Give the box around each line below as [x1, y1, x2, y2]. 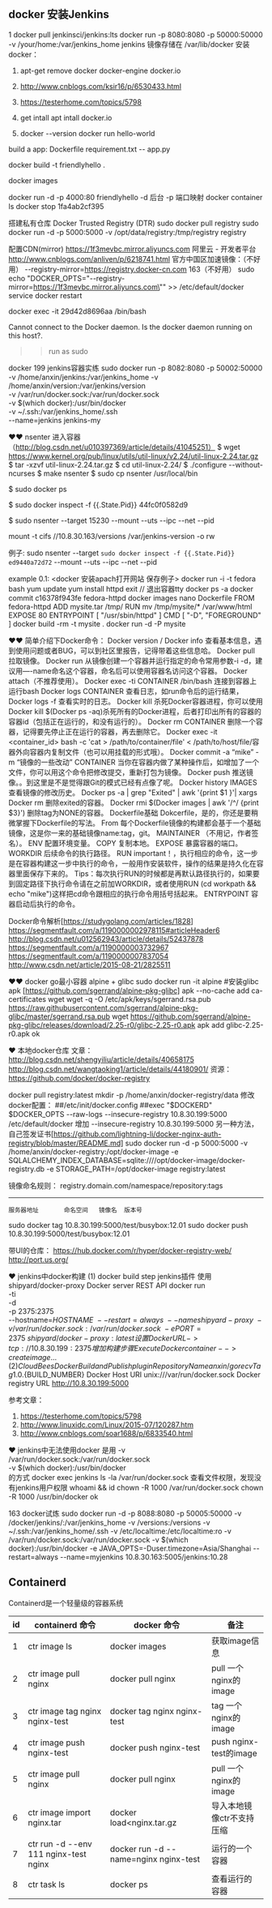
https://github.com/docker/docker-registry [8, 1073, 151, 1083]
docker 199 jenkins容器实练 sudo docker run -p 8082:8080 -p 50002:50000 [8, 363, 263, 373]
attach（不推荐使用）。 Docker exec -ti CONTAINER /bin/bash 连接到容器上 [8, 676, 257, 686]
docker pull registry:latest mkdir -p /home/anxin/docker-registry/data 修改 [8, 1089, 255, 1100]
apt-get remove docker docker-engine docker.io [19, 66, 181, 75]
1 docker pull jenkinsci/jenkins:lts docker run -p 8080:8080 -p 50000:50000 [8, 29, 263, 39]
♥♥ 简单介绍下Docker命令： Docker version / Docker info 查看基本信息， [8, 635, 255, 645]
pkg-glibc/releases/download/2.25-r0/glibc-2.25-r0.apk [8, 1020, 196, 1029]
